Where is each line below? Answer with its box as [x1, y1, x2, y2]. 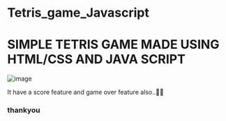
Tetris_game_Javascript [7, 5, 150, 21]
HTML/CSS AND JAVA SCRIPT [7, 51, 186, 67]
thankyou [7, 106, 40, 115]
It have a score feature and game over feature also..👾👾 [7, 88, 164, 97]
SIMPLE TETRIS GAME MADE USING [7, 37, 220, 53]
